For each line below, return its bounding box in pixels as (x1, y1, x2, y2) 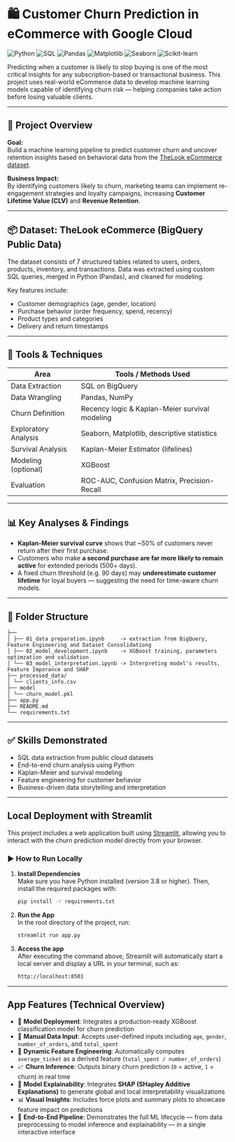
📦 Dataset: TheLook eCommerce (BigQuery (7, 224, 204, 236)
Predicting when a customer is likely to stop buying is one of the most (7, 62, 208, 71)
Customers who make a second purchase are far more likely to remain (17, 554, 224, 563)
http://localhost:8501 (17, 973, 84, 980)
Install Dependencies (17, 869, 80, 878)
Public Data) (7, 239, 62, 250)
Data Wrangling (10, 393, 62, 403)
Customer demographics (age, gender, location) (17, 300, 157, 308)
